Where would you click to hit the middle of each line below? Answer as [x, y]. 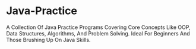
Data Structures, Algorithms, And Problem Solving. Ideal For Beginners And [98, 33]
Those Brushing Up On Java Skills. [48, 40]
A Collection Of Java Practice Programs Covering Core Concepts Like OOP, [99, 27]
